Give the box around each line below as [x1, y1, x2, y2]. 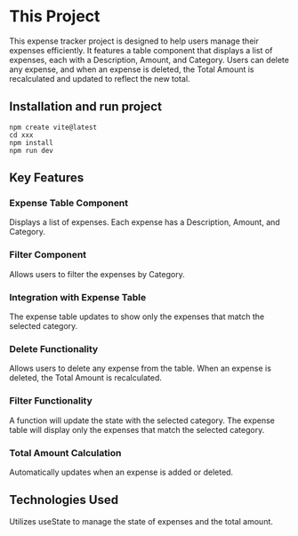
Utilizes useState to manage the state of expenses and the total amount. [9, 516, 274, 526]
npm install [9, 138, 53, 148]
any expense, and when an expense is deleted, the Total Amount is [9, 64, 255, 75]
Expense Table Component [9, 197, 129, 210]
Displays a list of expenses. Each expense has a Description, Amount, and [9, 217, 280, 228]
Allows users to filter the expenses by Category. [9, 268, 185, 279]
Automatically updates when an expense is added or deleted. [9, 467, 234, 477]
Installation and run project [9, 100, 163, 115]
